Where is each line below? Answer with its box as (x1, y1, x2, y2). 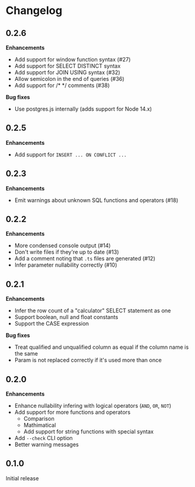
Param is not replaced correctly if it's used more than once (14, 357, 162, 364)
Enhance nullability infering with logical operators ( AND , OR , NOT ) (14, 402, 171, 410)
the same (14, 350, 38, 357)
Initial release (5, 474, 39, 482)
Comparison (23, 415, 55, 422)
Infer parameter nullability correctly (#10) (14, 261, 118, 268)
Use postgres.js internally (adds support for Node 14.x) (14, 105, 152, 113)
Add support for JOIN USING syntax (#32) (14, 69, 121, 76)
